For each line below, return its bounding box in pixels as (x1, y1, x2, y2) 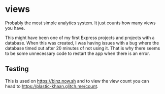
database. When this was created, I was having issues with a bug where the (5, 40, 159, 46)
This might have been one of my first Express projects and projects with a (5, 35, 155, 41)
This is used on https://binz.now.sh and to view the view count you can (5, 78, 149, 84)
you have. (5, 25, 25, 31)
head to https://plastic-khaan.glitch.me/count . (5, 83, 99, 89)
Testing (5, 65, 29, 73)
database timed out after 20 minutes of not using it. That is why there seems (5, 45, 160, 51)
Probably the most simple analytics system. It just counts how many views (5, 20, 156, 26)
